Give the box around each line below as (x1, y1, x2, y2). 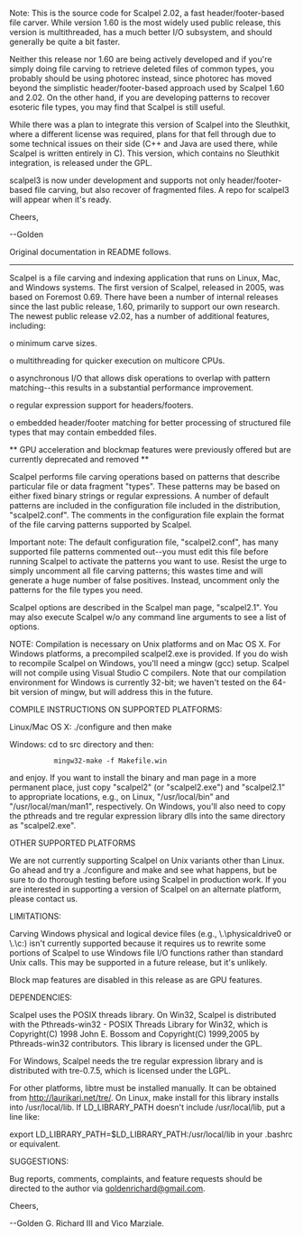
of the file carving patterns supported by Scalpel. (9, 519, 192, 530)
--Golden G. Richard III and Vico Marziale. (9, 1218, 165, 1229)
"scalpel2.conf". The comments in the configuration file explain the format (9, 509, 285, 520)
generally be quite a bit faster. (9, 36, 120, 47)
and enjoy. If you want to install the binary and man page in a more (9, 773, 257, 783)
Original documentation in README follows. (9, 247, 171, 257)
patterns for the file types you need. (9, 585, 143, 595)
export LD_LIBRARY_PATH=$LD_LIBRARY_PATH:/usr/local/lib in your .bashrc (9, 1129, 293, 1140)
